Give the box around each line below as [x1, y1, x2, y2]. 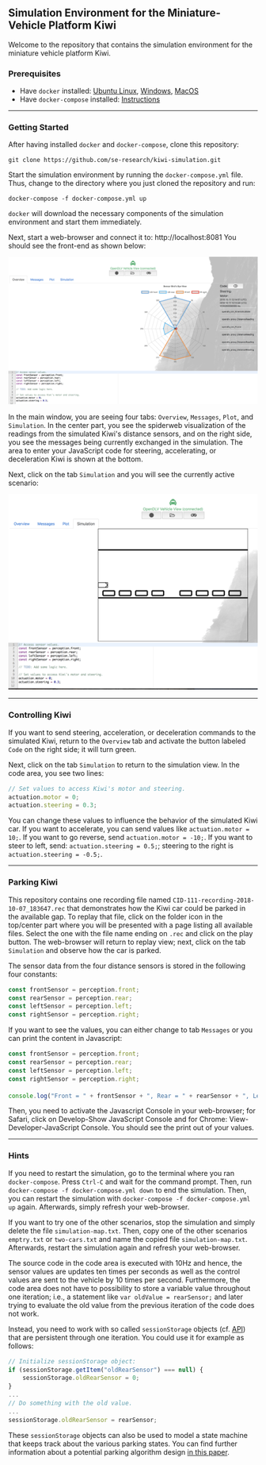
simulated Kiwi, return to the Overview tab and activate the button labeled [8, 736, 246, 746]
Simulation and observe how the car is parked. [8, 945, 161, 955]
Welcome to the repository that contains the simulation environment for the [8, 40, 253, 49]
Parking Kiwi [8, 877, 58, 888]
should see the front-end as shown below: [8, 241, 146, 251]
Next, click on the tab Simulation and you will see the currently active [8, 470, 235, 480]
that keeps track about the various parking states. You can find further [8, 1439, 237, 1448]
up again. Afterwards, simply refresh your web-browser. [8, 1202, 190, 1212]
